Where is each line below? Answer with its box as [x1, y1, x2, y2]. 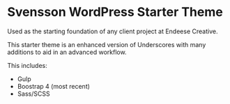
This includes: [7, 61, 47, 69]
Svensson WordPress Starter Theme [7, 4, 223, 20]
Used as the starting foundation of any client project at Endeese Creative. [7, 27, 218, 35]
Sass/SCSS [17, 89, 50, 98]
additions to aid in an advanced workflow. [7, 48, 127, 56]
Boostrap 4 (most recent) [17, 82, 91, 90]
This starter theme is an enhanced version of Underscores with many [7, 40, 206, 49]
